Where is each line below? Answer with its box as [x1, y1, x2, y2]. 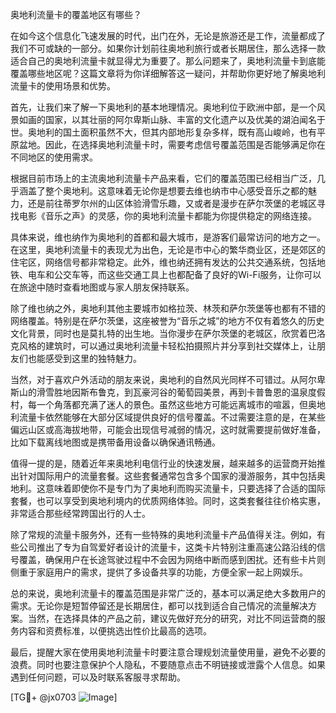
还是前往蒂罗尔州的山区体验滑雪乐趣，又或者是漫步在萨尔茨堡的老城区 [27, 198, 317, 209]
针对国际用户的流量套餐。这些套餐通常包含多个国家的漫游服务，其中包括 [18, 470, 317, 482]
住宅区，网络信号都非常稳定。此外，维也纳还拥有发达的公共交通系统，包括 [10, 256, 317, 268]
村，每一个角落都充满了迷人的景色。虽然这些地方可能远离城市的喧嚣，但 [10, 399, 308, 410]
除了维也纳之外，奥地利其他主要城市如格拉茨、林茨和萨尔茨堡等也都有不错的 [10, 303, 326, 314]
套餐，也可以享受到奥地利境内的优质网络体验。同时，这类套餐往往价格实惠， [10, 495, 326, 507]
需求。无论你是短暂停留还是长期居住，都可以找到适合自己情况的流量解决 [10, 600, 308, 612]
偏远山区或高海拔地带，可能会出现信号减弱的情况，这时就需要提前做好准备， [10, 424, 326, 435]
